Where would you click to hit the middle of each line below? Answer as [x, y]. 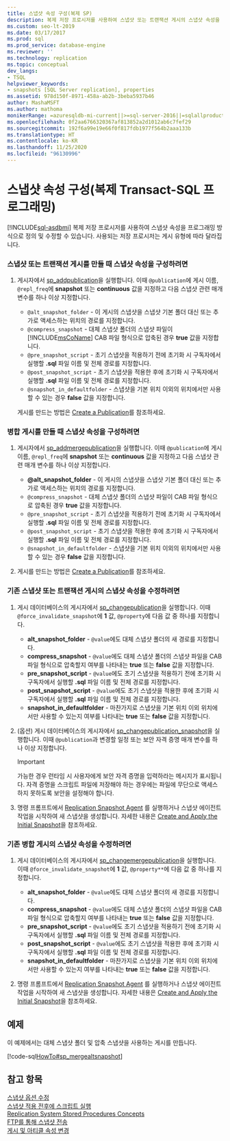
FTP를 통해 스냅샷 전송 [38, 1122]
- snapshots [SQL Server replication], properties [81, 90]
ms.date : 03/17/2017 [37, 33]
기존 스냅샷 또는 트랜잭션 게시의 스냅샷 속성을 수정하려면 [93, 591]
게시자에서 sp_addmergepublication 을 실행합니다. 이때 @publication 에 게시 [119, 448]
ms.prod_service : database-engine [56, 45]
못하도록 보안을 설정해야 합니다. [72, 792]
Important [31, 762]
